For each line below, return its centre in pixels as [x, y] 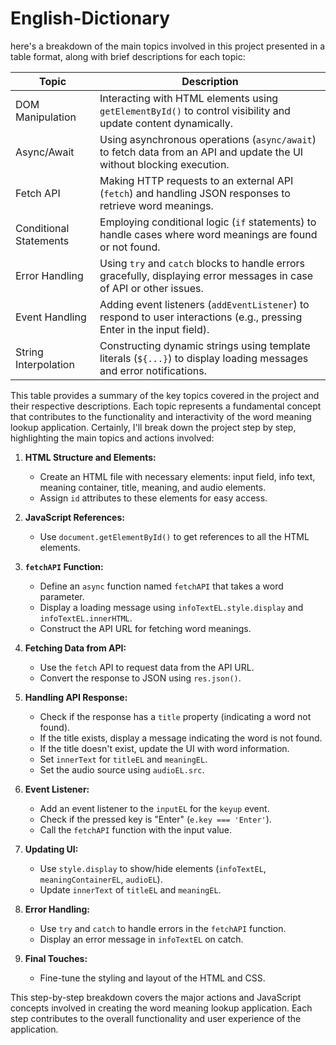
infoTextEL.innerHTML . [86, 618]
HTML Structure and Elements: [90, 457]
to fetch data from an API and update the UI [201, 152]
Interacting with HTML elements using [189, 98]
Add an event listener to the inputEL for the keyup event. [154, 808]
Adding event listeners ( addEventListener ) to [204, 304]
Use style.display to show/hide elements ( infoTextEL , [153, 868]
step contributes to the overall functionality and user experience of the [156, 1018]
